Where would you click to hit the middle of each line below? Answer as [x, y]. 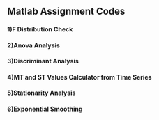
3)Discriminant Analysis [43, 61]
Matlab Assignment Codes [66, 12]
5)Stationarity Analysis [41, 93]
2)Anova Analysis [34, 45]
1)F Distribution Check [40, 29]
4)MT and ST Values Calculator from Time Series [79, 77]
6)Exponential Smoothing [45, 109]
